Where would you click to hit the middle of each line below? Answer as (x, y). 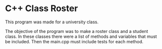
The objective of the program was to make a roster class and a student (77, 31)
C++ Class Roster (41, 8)
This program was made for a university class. (52, 22)
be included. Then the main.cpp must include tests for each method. (74, 41)
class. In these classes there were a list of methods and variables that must (81, 36)
